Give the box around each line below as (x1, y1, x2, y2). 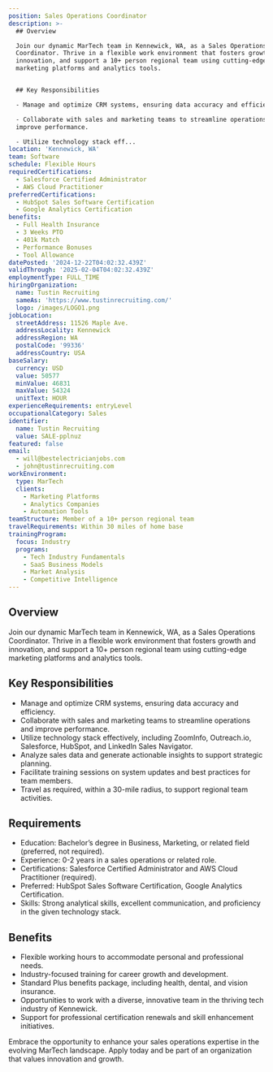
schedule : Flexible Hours (8, 160, 96, 169)
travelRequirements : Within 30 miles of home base (8, 523, 184, 531)
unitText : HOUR (15, 395, 67, 403)
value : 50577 (15, 371, 60, 380)
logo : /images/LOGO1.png (15, 304, 100, 312)
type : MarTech (15, 477, 63, 486)
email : (8, 447, 31, 456)
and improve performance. (19, 724, 110, 733)
